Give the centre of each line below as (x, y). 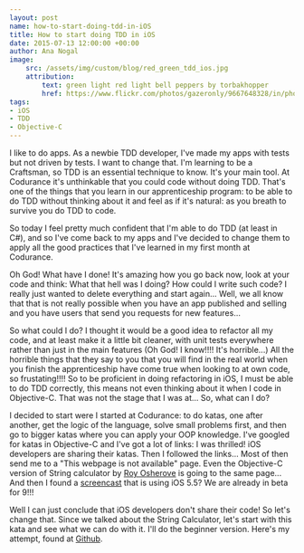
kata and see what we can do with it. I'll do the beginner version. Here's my (150, 529)
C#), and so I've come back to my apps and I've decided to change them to (150, 238)
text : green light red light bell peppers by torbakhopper (156, 85)
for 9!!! (22, 492)
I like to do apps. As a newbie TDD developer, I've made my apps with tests (149, 153)
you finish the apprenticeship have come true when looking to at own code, (150, 369)
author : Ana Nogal (44, 52)
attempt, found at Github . (56, 539)
